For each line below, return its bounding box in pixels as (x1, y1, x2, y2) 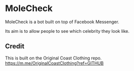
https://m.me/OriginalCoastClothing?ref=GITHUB (5, 60, 104, 66)
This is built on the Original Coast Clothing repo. (5, 55, 102, 61)
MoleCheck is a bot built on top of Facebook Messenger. (5, 19, 119, 25)
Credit (5, 42, 24, 51)
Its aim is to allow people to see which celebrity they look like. (5, 28, 130, 34)
